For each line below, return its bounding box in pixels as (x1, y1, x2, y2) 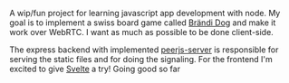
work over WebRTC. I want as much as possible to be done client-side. (9, 27, 274, 37)
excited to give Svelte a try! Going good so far (9, 63, 181, 74)
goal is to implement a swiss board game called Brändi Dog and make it (9, 17, 276, 28)
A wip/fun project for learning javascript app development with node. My (9, 8, 281, 18)
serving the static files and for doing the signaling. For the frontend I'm (9, 54, 274, 64)
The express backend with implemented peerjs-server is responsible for (9, 44, 279, 55)
